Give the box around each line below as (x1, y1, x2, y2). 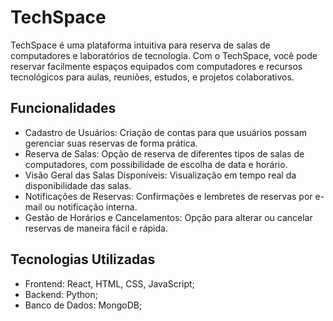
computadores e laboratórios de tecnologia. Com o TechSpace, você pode (10, 49, 318, 61)
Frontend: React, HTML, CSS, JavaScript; (24, 277, 195, 290)
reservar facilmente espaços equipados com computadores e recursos (10, 60, 303, 72)
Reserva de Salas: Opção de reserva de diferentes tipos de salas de (24, 147, 305, 160)
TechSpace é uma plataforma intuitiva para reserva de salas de (10, 39, 271, 51)
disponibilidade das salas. (24, 179, 132, 191)
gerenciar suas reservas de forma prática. (24, 137, 198, 149)
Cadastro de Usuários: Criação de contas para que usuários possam (24, 126, 308, 138)
